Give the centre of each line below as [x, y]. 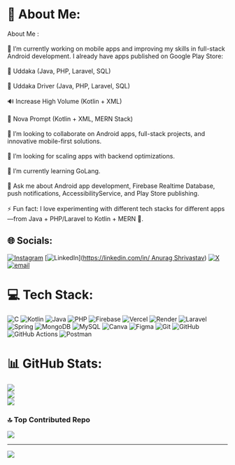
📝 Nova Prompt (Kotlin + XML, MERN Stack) [70, 119]
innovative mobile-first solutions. [55, 141]
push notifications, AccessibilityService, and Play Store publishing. [103, 193]
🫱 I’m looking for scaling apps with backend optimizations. [91, 156]
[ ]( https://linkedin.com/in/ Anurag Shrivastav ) [126, 257]
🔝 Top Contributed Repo [49, 419]
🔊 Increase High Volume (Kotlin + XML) [65, 101]
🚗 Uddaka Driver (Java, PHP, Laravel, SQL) [69, 86]
